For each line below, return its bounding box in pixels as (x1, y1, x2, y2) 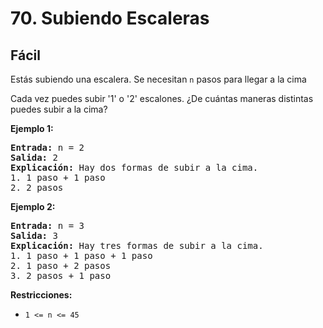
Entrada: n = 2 (10, 142, 85, 153)
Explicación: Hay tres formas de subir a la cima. (10, 240, 264, 251)
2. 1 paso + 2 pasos (10, 260, 112, 271)
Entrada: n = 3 (10, 220, 85, 231)
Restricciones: (10, 289, 73, 301)
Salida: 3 (10, 230, 58, 241)
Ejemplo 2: (10, 201, 56, 212)
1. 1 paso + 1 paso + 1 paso (10, 250, 153, 261)
